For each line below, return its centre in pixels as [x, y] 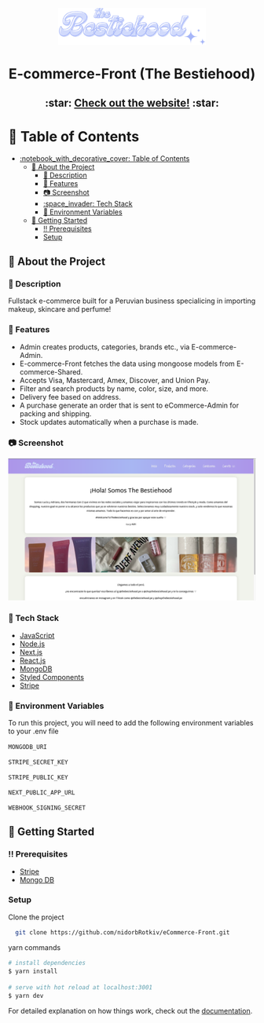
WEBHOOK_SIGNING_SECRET [47, 808]
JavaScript [37, 635]
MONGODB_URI [27, 747]
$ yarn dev [26, 996]
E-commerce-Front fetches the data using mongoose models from [127, 364]
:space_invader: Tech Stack [88, 203]
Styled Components [52, 677]
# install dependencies [47, 963]
